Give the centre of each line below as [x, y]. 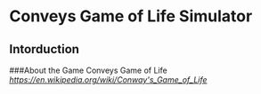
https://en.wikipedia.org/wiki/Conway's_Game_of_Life [108, 80]
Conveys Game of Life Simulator [131, 16]
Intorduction [45, 49]
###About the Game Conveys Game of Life [88, 70]
